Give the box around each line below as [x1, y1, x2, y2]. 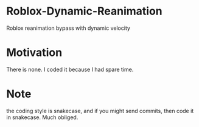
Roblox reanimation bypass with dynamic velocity [6, 24, 131, 32]
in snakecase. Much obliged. [6, 114, 79, 121]
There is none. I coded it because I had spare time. [6, 66, 134, 73]
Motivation [6, 46, 63, 60]
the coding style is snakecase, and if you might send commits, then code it [6, 107, 194, 114]
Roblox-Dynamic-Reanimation [6, 4, 162, 18]
